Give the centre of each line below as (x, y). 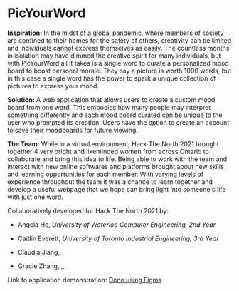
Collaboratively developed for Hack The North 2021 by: (88, 210)
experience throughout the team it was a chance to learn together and (110, 182)
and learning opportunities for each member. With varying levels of (106, 174)
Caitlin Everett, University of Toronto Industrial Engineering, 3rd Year (118, 238)
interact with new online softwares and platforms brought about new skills (116, 166)
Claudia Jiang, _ (41, 252)
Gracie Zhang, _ (41, 266)
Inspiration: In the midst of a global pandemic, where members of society (116, 33)
